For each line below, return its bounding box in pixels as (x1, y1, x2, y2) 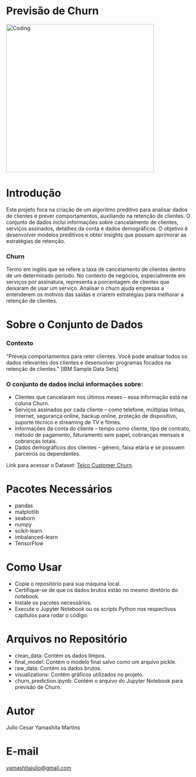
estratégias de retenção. (6, 237, 66, 244)
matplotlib (14, 508, 40, 515)
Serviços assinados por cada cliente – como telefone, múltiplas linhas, (14, 406, 186, 413)
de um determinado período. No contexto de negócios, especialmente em (6, 272, 186, 279)
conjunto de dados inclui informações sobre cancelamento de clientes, (6, 218, 179, 226)
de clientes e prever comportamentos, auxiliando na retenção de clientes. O (6, 212, 191, 219)
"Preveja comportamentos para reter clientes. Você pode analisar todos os (6, 353, 188, 360)
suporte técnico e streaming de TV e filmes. (14, 418, 122, 426)
